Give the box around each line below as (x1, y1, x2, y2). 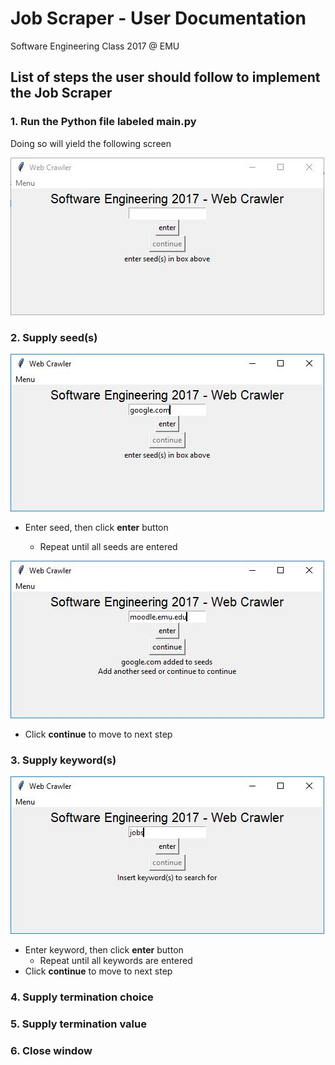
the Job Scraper (10, 85, 113, 102)
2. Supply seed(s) (10, 330, 98, 344)
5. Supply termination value (10, 1017, 147, 1031)
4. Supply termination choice (10, 990, 154, 1004)
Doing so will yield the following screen (10, 137, 172, 149)
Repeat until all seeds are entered (39, 540, 178, 552)
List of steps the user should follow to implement (10, 69, 321, 86)
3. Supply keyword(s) (10, 753, 117, 767)
